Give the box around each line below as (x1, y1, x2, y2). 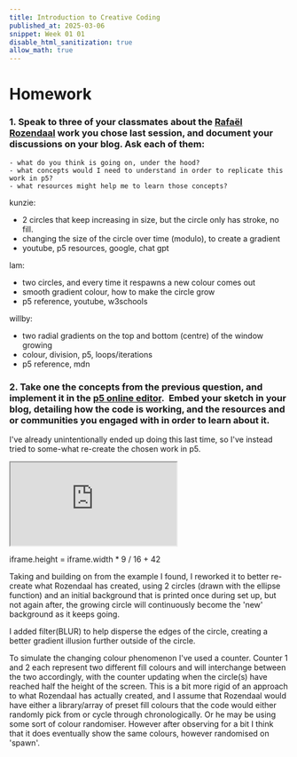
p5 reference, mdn (21, 359, 90, 369)
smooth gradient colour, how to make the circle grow (21, 286, 215, 297)
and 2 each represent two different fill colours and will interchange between (9, 662, 286, 673)
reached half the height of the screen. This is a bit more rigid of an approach (9, 681, 288, 691)
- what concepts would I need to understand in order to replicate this (9, 166, 284, 175)
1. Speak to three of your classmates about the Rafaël (9, 116, 243, 129)
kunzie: (9, 197, 36, 208)
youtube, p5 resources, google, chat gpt (21, 242, 170, 253)
